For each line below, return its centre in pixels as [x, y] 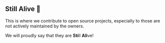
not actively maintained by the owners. [45, 26]
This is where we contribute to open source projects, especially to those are [82, 21]
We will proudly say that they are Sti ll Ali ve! [50, 35]
